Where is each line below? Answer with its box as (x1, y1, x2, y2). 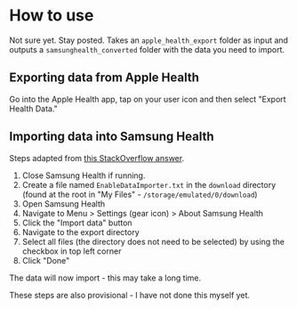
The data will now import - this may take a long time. (9, 272, 202, 283)
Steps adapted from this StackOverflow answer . (9, 152, 185, 163)
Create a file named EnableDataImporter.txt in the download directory (21, 179, 277, 190)
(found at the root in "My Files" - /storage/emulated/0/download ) (21, 189, 258, 199)
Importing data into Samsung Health (9, 129, 214, 144)
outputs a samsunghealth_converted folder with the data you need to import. (9, 44, 285, 54)
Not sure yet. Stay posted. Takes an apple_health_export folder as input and (9, 35, 289, 45)
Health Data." (9, 103, 58, 114)
